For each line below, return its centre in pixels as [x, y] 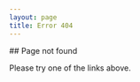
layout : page [33, 17]
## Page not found [43, 50]
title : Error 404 [41, 26]
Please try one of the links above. [70, 68]
